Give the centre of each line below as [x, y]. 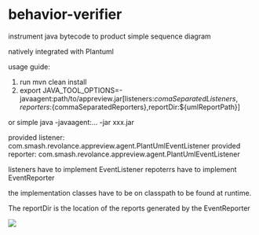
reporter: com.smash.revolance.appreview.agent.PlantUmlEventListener [124, 154]
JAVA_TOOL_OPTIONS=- [83, 90]
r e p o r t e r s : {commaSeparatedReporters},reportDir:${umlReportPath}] [130, 107]
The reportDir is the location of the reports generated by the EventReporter [129, 208]
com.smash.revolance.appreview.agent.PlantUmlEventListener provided [124, 145]
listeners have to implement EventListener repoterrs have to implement [122, 169]
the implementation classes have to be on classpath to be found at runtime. [130, 193]
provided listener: [36, 137]
